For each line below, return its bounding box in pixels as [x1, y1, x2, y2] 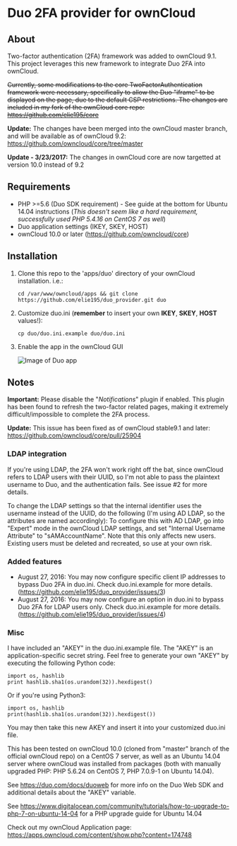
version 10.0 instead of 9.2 [7, 160, 85, 169]
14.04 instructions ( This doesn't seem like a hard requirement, [17, 207, 198, 216]
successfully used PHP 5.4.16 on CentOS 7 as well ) [17, 214, 166, 223]
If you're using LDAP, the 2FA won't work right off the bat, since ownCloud [7, 465, 224, 474]
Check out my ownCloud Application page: [7, 823, 132, 832]
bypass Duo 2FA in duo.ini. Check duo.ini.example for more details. [17, 580, 213, 589]
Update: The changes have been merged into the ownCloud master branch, [7, 124, 228, 132]
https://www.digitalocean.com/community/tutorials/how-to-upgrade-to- [20, 802, 230, 811]
